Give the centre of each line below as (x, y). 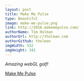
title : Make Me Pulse (27, 14)
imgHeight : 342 (20, 50)
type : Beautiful (21, 18)
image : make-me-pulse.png (31, 23)
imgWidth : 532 (19, 46)
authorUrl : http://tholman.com (37, 37)
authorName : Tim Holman (29, 32)
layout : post (18, 9)
